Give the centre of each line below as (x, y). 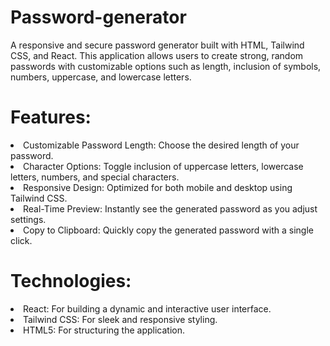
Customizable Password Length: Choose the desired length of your (161, 145)
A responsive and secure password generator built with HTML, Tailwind (157, 45)
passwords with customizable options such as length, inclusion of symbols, (166, 66)
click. (21, 240)
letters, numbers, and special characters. (95, 177)
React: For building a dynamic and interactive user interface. (147, 308)
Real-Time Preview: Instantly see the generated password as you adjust (170, 208)
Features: (51, 117)
